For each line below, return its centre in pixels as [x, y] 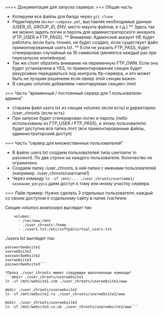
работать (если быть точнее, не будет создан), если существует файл [85, 42]
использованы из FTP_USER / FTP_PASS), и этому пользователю [79, 123]
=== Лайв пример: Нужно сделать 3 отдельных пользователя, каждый [79, 193]
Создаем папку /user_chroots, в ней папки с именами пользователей [84, 168]
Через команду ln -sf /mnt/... [45, 178]
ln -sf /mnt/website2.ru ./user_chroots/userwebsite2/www [65, 294]
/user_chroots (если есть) [38, 113]
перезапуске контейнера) [39, 58]
